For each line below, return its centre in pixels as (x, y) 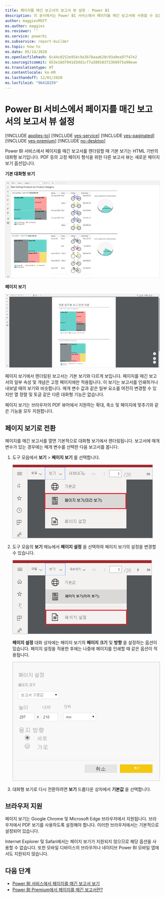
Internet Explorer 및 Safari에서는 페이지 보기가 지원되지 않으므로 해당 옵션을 (78, 841)
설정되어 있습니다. (22, 831)
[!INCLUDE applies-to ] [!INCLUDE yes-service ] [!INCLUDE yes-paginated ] (80, 136)
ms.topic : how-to (23, 47)
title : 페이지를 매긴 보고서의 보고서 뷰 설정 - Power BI (57, 10)
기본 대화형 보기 (20, 173)
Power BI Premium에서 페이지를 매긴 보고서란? (57, 890)
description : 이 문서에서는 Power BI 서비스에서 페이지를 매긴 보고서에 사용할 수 (79, 15)
